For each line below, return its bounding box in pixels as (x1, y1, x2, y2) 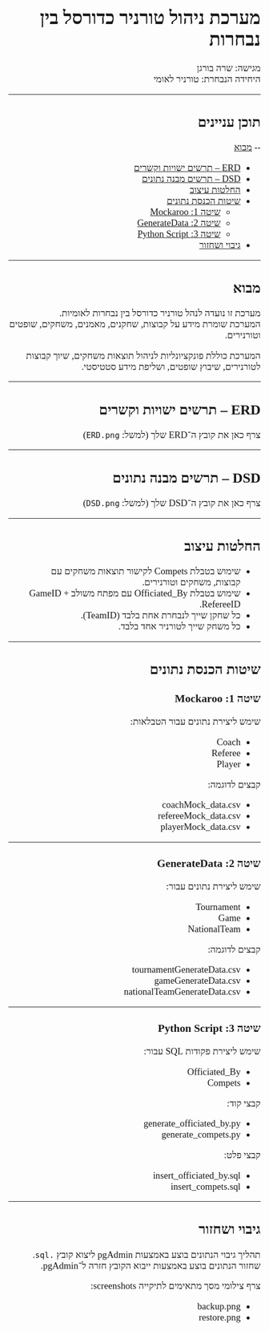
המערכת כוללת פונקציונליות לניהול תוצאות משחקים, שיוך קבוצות (26, 350, 261, 361)
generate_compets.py (161, 1129, 241, 1140)
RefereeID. (199, 598, 241, 609)
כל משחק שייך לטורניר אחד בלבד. (118, 620, 241, 632)
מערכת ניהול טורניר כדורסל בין (39, 7, 261, 29)
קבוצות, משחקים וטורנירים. (142, 576, 241, 588)
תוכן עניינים (197, 114, 261, 131)
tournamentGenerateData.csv (131, 964, 241, 976)
